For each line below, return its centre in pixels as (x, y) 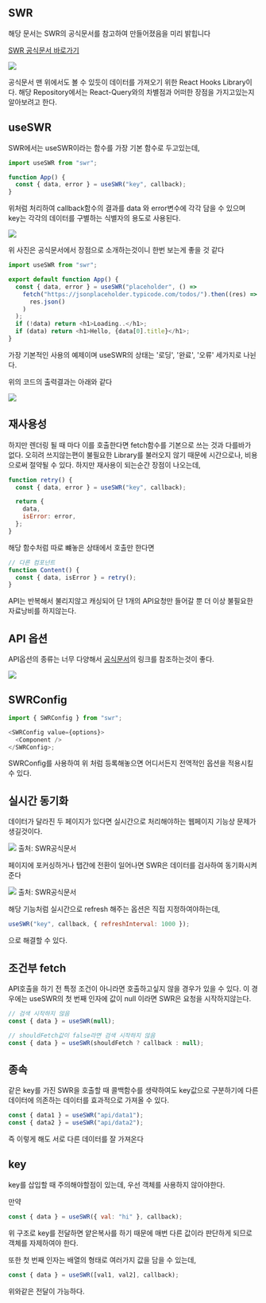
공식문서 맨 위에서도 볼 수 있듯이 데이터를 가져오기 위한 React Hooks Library (127, 82)
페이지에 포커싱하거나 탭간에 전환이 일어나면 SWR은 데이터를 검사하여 (116, 865)
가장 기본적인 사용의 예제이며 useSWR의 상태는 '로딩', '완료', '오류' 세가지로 (125, 354)
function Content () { (44, 570)
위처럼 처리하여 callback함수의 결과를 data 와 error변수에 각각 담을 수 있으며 (127, 208)
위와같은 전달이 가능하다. (46, 1291)
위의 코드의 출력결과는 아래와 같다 (60, 382)
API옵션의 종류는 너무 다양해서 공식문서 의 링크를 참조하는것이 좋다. (111, 659)
